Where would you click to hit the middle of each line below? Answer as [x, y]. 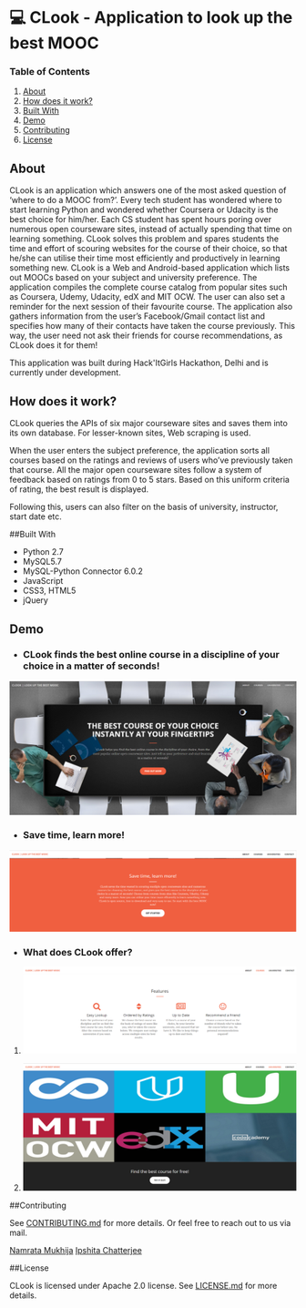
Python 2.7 [43, 552]
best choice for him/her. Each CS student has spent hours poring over [141, 220]
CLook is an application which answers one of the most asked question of [148, 190]
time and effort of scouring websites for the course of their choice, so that [148, 249]
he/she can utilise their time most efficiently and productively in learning [145, 258]
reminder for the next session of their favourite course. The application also [151, 307]
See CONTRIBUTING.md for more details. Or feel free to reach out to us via [150, 1223]
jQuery [35, 600]
